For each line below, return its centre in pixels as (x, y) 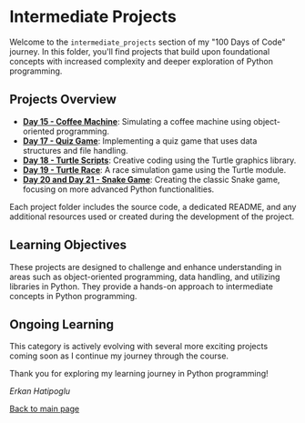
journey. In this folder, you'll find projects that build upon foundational (140, 51)
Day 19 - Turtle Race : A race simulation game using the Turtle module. (154, 169)
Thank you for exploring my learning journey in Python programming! (139, 374)
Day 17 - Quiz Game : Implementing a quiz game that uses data (140, 141)
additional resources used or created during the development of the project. (152, 217)
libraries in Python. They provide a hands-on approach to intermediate (141, 286)
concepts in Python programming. (73, 296)
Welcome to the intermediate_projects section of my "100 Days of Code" (147, 42)
